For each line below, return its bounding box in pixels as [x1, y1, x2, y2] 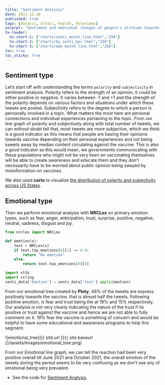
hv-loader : [5, 30, 28, 35]
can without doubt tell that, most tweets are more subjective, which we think [5, 126, 160, 132]
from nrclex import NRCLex [5, 230, 61, 235]
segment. [5, 325, 25, 331]
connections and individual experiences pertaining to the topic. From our [5, 116, 153, 121]
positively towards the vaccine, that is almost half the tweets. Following [5, 294, 150, 299]
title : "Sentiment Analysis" [5, 7, 65, 12]
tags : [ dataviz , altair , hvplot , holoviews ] [5, 21, 98, 26]
